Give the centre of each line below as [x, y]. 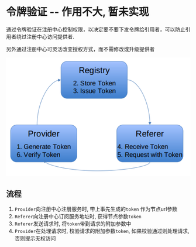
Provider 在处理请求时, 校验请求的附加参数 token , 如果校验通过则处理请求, [102, 231]
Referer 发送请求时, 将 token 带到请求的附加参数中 [73, 224]
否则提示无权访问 [35, 238]
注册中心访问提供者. [50, 36]
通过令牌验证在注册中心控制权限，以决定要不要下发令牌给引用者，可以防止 [96, 29]
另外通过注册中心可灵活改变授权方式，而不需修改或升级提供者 [80, 49]
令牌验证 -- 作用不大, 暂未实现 [78, 12]
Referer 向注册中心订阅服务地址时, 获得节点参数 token [78, 217]
